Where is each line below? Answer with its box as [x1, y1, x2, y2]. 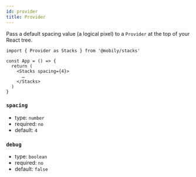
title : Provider [6, 14, 46, 20]
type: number [14, 114, 45, 121]
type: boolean [14, 153, 48, 160]
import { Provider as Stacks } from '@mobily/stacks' [6, 47, 141, 53]
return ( [11, 63, 33, 69]
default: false [14, 165, 48, 173]
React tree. [6, 36, 33, 43]
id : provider [6, 8, 38, 15]
